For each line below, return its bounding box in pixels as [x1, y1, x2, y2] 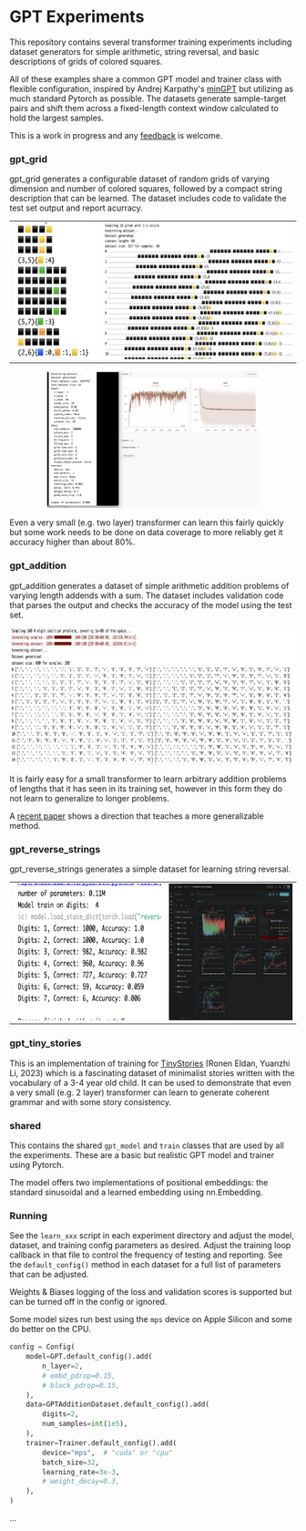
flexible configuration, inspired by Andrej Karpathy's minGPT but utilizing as [9, 83, 294, 94]
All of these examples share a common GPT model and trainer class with [9, 73, 282, 84]
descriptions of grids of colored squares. [9, 56, 163, 67]
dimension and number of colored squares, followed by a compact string [9, 183, 282, 194]
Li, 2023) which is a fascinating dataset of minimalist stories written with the [9, 1067, 295, 1078]
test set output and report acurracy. [9, 202, 143, 213]
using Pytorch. [9, 1159, 65, 1170]
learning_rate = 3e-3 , [42, 1467, 120, 1476]
